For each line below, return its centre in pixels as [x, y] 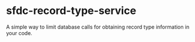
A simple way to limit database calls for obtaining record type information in [98, 27]
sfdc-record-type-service [71, 11]
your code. [19, 33]
